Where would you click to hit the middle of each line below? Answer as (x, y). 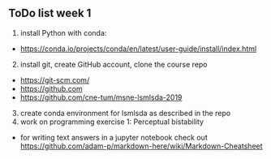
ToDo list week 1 (50, 13)
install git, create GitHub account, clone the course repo (114, 64)
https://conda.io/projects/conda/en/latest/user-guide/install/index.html (138, 49)
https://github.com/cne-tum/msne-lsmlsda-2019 (101, 97)
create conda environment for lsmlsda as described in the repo (125, 113)
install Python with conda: (63, 32)
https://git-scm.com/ (55, 79)
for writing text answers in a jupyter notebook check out (114, 137)
